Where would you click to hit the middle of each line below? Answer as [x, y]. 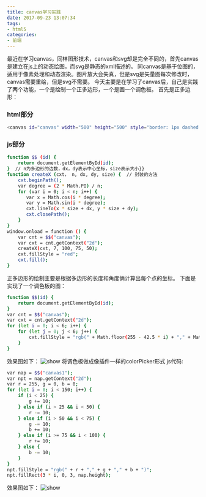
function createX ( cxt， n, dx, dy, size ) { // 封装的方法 [82, 175]
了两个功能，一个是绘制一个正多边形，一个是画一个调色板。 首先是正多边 [99, 89]
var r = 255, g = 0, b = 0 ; [43, 384]
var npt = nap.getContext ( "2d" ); [50, 378]
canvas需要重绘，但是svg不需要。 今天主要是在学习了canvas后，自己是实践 [102, 82]
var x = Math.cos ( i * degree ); [66, 197]
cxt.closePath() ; [48, 214]
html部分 [20, 114]
